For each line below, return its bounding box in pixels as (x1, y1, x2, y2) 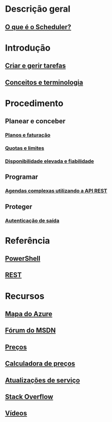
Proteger (5, 202, 33, 211)
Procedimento (5, 97, 64, 109)
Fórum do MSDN (5, 326, 56, 335)
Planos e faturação (5, 132, 51, 138)
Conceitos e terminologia (5, 78, 83, 86)
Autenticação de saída (5, 217, 59, 224)
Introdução (5, 42, 51, 53)
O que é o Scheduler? (5, 23, 72, 31)
